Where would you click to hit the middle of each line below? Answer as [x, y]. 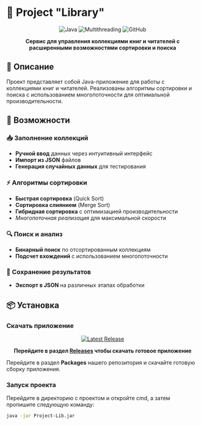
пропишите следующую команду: [50, 405]
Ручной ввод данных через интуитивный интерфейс [84, 154]
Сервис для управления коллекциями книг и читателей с [103, 41]
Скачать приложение [40, 325]
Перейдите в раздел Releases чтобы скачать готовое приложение [103, 351]
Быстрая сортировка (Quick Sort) [60, 198]
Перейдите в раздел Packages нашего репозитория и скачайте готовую [101, 363]
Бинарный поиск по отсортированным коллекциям [83, 250]
